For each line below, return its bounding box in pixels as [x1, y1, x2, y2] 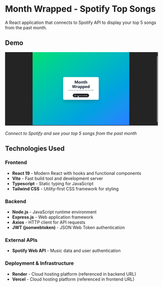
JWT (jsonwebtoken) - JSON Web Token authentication [12, 224, 125, 230]
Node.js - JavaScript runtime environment [12, 209, 97, 215]
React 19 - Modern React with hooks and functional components [12, 170, 142, 176]
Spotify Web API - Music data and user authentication [12, 248, 121, 254]
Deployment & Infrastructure [5, 260, 74, 267]
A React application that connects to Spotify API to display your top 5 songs [5, 19, 157, 25]
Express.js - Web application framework [12, 214, 94, 220]
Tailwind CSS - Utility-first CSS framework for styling [12, 186, 119, 191]
